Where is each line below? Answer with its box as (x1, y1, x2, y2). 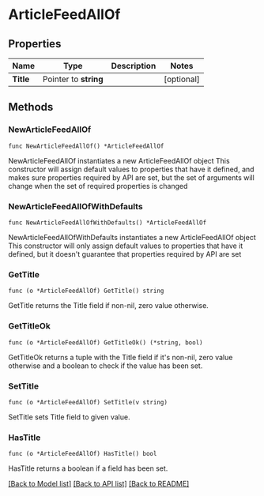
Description (111, 61, 157, 71)
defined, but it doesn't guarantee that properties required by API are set (8, 249, 242, 258)
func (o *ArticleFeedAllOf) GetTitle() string (8, 287, 164, 295)
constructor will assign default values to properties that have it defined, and (8, 164, 255, 174)
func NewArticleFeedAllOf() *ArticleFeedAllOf (8, 142, 164, 150)
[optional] (163, 73, 200, 85)
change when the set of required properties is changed (8, 181, 188, 190)
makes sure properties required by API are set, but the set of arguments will (8, 172, 255, 182)
